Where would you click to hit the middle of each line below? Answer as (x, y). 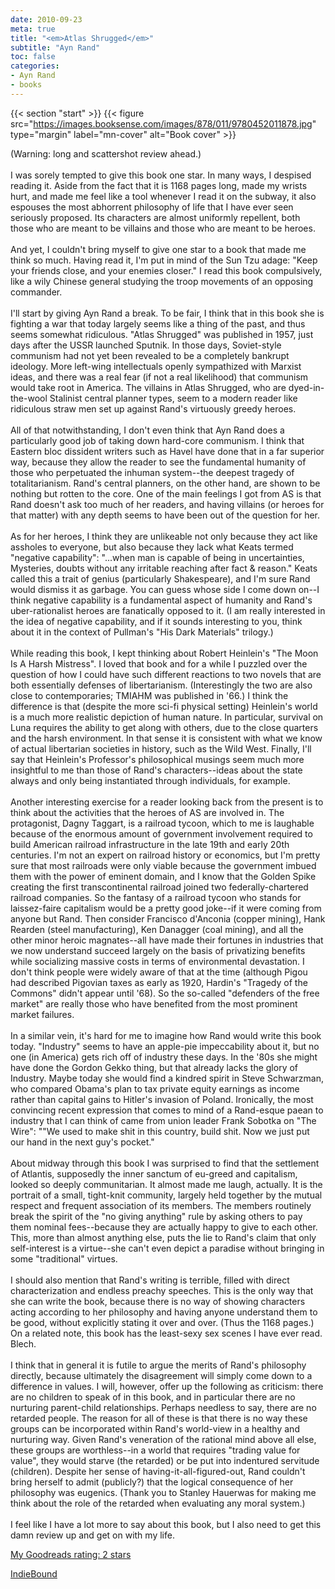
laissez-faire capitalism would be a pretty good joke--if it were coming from (166, 908)
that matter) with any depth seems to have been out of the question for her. (165, 515)
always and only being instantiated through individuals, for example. (150, 780)
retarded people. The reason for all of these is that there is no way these (159, 1418)
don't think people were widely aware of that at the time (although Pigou (159, 972)
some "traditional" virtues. (64, 1258)
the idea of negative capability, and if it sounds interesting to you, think (156, 621)
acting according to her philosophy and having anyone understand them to (164, 1312)
